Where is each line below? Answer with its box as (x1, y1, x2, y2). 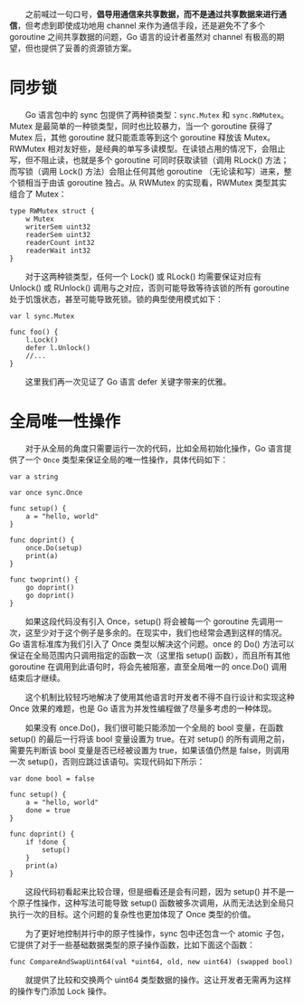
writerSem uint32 (25, 222, 91, 232)
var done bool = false (9, 773, 95, 783)
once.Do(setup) (25, 543, 83, 553)
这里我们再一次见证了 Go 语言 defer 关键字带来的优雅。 (24, 375, 232, 387)
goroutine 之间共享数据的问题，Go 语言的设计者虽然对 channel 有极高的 (9, 32, 277, 42)
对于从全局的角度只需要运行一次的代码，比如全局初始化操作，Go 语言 (24, 442, 284, 453)
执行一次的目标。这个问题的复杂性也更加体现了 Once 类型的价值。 (9, 908, 256, 919)
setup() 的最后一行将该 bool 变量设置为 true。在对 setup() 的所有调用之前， (9, 733, 290, 744)
